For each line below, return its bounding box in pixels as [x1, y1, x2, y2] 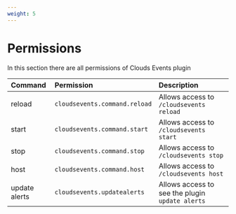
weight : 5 [7, 10, 37, 17]
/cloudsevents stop [158, 151, 223, 159]
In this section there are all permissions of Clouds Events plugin [7, 64, 191, 72]
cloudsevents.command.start [54, 125, 149, 133]
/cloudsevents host [158, 169, 223, 178]
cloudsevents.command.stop [54, 147, 145, 155]
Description [158, 80, 199, 90]
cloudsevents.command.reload [54, 99, 152, 108]
